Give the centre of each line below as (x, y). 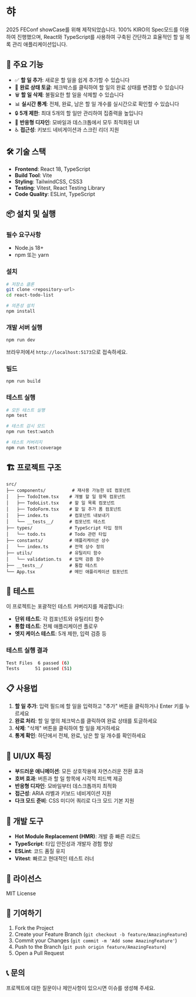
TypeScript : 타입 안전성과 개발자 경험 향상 (64, 843)
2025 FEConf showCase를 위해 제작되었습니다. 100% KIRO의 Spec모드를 (92, 29)
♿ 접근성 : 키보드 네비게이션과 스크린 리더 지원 (67, 130)
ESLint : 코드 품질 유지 (40, 851)
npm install (21, 312)
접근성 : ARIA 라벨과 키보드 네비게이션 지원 (63, 793)
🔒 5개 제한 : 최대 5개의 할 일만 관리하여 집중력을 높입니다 (79, 113)
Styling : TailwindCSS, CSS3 (49, 181)
